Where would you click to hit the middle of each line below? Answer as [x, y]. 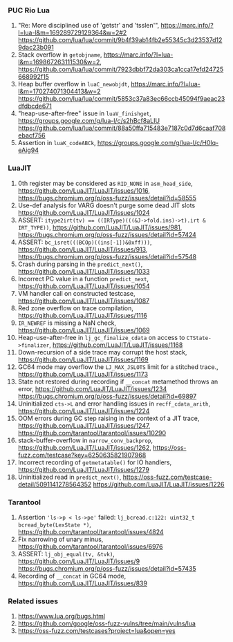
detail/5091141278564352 [55, 484]
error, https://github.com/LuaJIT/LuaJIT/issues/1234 [92, 388]
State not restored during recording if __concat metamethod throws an [118, 381]
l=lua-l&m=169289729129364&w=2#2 [72, 32]
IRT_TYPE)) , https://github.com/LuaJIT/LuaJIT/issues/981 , [100, 227]
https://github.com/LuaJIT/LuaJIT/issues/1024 [84, 212]
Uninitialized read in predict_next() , [69, 477]
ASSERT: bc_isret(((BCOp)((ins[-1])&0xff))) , [85, 242]
